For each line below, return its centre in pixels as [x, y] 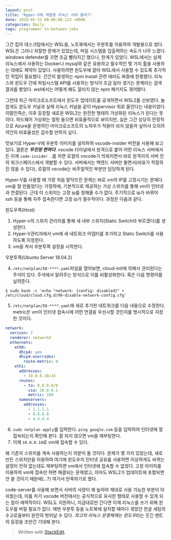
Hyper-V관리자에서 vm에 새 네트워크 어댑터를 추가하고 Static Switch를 [83, 234]
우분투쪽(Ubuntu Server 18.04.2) [39, 258]
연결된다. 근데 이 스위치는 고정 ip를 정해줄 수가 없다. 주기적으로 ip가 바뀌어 [84, 192]
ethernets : [21, 342]
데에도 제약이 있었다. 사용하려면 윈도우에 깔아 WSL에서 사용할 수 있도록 [81, 70]
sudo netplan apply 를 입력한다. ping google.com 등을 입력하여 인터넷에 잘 [88, 429]
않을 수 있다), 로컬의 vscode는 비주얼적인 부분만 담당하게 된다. [73, 169]
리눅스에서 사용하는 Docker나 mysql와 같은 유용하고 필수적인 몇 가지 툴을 [78, 64]
